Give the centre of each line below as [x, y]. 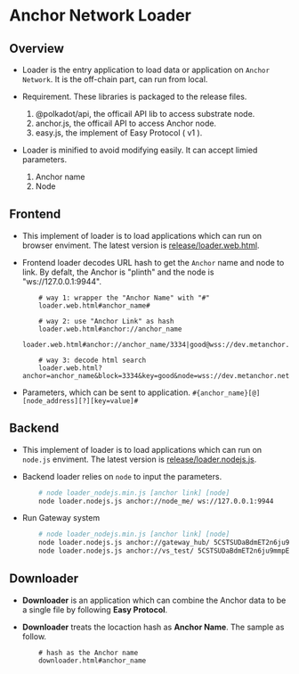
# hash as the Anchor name [89, 653]
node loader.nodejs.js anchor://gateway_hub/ [125, 543]
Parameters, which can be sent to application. [106, 392]
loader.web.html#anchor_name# [94, 305]
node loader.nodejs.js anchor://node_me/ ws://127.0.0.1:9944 [156, 501]
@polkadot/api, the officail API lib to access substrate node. [145, 114]
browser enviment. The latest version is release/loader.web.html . [141, 245]
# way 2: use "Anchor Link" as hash [106, 321]
